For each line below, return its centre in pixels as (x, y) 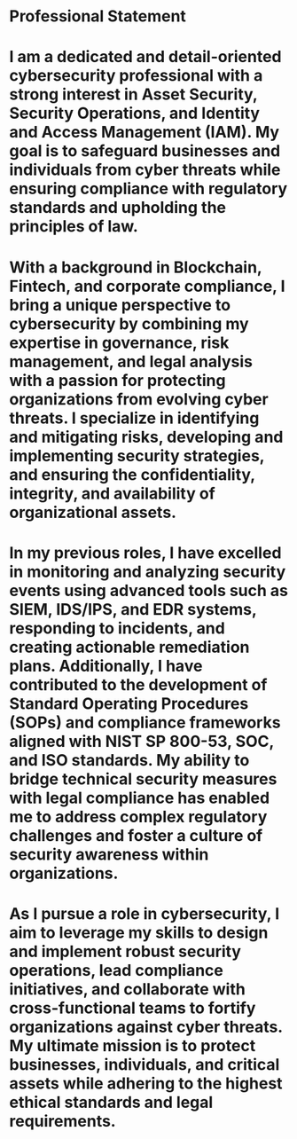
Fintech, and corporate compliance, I (147, 286)
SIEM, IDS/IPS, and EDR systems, (133, 609)
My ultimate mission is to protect (133, 1045)
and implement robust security (125, 951)
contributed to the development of (138, 684)
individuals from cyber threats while (145, 170)
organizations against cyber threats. (146, 1027)
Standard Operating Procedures (129, 703)
